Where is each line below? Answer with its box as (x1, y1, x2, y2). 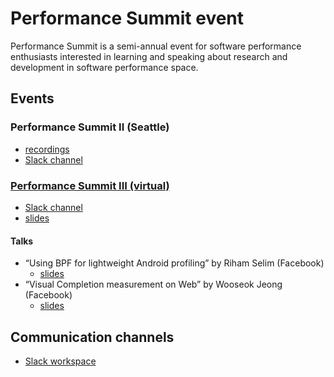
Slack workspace (24, 355, 97, 367)
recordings (24, 143, 70, 155)
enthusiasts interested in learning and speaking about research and (10, 50, 288, 62)
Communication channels (10, 328, 175, 346)
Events (10, 90, 55, 107)
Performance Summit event (10, 7, 245, 30)
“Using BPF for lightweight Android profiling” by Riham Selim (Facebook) (24, 257, 325, 269)
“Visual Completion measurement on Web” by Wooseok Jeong (24, 278, 283, 291)
